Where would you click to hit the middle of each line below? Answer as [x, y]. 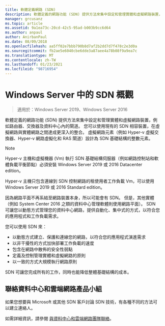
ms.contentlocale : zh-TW [30, 60]
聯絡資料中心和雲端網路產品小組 [54, 289]
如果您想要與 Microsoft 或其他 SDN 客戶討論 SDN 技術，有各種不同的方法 [79, 302]
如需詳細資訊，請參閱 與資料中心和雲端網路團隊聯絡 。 [59, 318]
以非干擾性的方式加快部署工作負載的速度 [53, 243]
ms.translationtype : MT [29, 55]
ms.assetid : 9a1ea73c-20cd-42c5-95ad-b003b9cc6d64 [58, 28]
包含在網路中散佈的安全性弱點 [42, 249]
